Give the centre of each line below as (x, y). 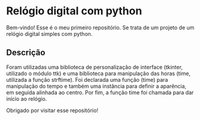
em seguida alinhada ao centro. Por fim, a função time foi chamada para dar (100, 92)
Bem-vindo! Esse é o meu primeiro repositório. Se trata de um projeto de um (100, 27)
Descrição (26, 53)
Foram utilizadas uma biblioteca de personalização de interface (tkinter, (95, 67)
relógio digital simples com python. (49, 33)
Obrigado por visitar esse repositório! (52, 110)
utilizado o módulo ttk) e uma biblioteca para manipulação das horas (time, (98, 73)
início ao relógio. (27, 99)
